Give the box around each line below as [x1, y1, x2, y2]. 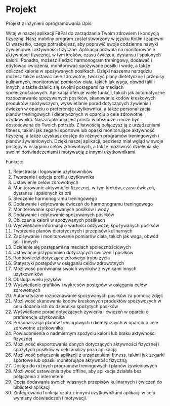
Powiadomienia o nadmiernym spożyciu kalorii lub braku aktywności [13, 330, 156, 336]
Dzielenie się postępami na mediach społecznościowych [13, 244, 131, 250]
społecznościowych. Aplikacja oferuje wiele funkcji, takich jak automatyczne [6, 89, 165, 95]
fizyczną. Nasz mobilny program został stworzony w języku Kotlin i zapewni [6, 36, 164, 42]
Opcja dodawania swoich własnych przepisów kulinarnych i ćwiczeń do [13, 379, 162, 385]
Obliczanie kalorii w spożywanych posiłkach [13, 217, 105, 223]
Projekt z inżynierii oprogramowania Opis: [6, 20, 93, 26]
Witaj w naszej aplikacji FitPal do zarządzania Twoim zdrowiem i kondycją [6, 30, 159, 36]
